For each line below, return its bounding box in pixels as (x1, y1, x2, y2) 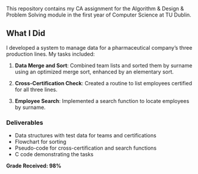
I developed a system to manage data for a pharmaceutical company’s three (6, 44, 193, 51)
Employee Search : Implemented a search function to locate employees (14, 97, 190, 104)
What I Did (6, 28, 46, 38)
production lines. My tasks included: (6, 50, 95, 57)
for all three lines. (14, 86, 58, 93)
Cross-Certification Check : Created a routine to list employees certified (14, 79, 192, 86)
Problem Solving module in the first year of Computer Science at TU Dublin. (6, 11, 191, 18)
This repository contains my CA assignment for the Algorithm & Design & (6, 5, 184, 12)
